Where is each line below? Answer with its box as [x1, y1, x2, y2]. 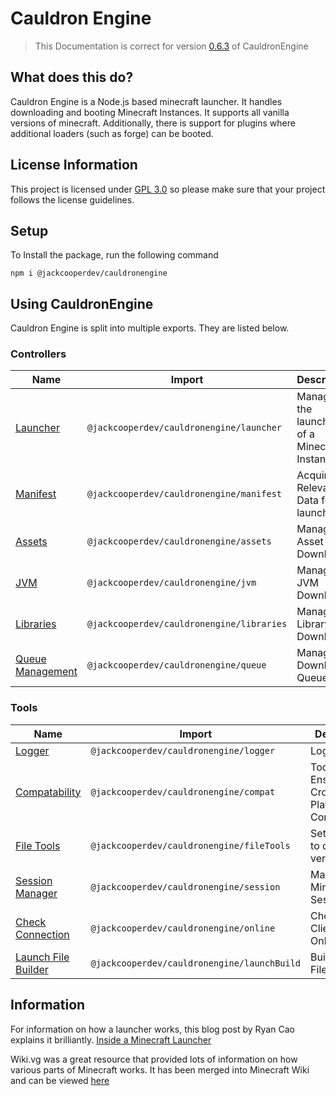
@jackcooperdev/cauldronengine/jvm [87, 577, 257, 589]
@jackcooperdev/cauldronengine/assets [87, 536, 272, 547]
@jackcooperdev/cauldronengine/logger [90, 745, 276, 756]
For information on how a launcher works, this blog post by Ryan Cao [10, 1023, 295, 1035]
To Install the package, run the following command [10, 249, 219, 261]
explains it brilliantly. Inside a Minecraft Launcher [10, 1033, 212, 1046]
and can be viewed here [10, 1074, 110, 1086]
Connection [15, 927, 70, 941]
